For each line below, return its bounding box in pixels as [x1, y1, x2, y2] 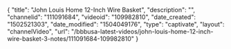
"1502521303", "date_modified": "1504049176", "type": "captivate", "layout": [7, 20, 225, 28]
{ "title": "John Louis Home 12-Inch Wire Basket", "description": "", [7, 6, 196, 14]
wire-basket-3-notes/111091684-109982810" [7, 35, 135, 43]
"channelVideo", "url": [7, 27, 71, 35]
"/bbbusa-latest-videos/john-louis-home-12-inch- [71, 27, 214, 35]
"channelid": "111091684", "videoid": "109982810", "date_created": [7, 13, 196, 21]
